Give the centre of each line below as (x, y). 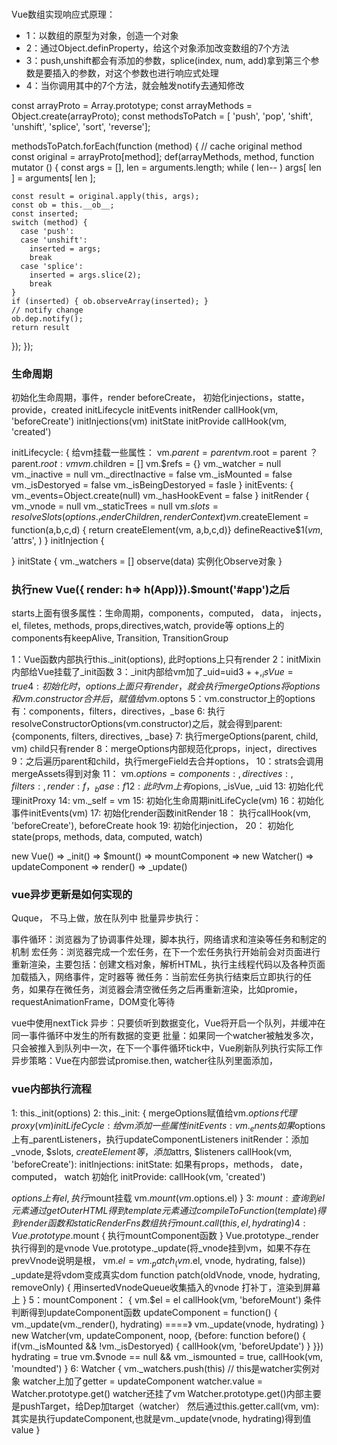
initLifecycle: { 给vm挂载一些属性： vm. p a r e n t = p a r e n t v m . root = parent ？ (165, 453)
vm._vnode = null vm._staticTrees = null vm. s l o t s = (115, 506)
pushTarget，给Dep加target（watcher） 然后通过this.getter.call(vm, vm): (169, 1406)
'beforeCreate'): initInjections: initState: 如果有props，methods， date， (159, 1164)
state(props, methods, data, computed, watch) (107, 836)
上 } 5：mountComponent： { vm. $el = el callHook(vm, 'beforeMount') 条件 (166, 1300)
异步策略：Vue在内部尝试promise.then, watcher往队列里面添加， (145, 1061)
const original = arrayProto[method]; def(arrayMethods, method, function (163, 156)
